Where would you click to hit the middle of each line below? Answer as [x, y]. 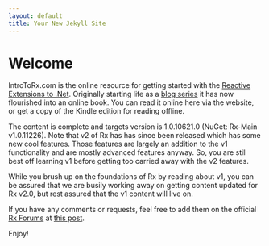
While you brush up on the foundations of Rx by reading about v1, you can [131, 177]
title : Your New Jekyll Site [57, 23]
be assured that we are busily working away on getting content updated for [133, 186]
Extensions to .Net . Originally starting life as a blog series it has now [121, 94]
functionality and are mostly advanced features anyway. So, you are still [128, 152]
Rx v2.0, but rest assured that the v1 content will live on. [101, 194]
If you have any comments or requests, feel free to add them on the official [132, 210]
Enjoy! [19, 234]
